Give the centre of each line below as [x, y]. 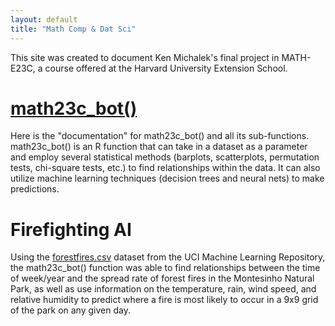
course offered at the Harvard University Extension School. [166, 68]
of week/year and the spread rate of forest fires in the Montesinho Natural [162, 278]
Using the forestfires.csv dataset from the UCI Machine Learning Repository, [168, 257]
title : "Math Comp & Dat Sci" [73, 29]
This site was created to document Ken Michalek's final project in [145, 57]
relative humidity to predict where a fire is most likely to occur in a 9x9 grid [164, 300]
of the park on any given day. [70, 310]
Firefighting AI [71, 229]
